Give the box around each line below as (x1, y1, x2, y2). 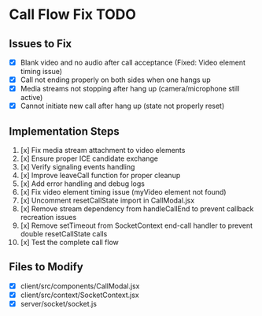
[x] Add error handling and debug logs (20, 179, 145, 188)
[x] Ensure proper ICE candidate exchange (20, 154, 158, 163)
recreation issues (20, 213, 77, 222)
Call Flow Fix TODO (9, 6, 137, 24)
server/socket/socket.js (20, 299, 98, 308)
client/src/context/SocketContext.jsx (20, 290, 140, 299)
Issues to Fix (9, 37, 72, 50)
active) (20, 93, 43, 102)
